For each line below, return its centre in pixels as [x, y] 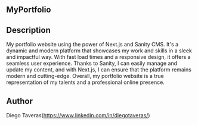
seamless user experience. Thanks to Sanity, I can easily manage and [92, 63]
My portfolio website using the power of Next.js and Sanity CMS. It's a [92, 45]
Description [28, 30]
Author [19, 101]
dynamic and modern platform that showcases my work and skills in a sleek [99, 51]
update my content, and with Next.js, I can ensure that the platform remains [99, 70]
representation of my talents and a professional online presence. [86, 82]
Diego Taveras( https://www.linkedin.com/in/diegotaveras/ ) [78, 115]
